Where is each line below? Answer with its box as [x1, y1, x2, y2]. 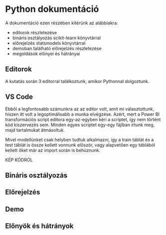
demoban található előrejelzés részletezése [12, 45, 102, 51]
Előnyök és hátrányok [5, 222, 74, 231]
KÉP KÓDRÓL [5, 157, 33, 162]
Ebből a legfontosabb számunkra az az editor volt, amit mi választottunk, [5, 106, 155, 112]
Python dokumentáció [5, 3, 99, 15]
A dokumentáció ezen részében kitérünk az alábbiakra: [5, 20, 118, 26]
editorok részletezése [12, 29, 57, 35]
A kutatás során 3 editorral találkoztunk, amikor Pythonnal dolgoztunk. [5, 78, 150, 84]
